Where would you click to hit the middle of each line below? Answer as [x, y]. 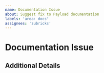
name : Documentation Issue [32, 10]
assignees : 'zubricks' [28, 23]
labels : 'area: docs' [27, 19]
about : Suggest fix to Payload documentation [52, 14]
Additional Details [33, 65]
